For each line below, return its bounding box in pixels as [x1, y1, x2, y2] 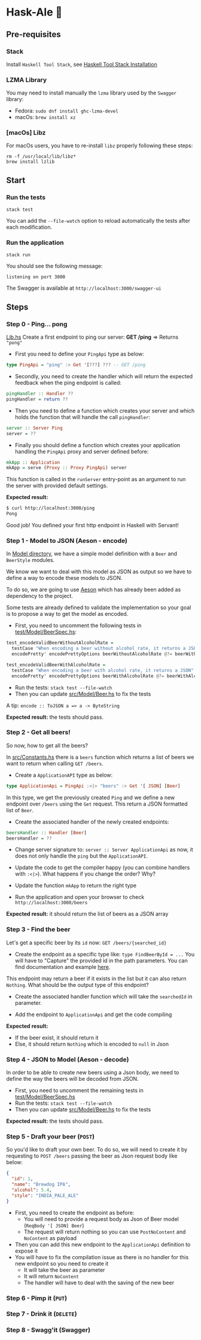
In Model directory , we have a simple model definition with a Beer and [6, 550, 178, 557]
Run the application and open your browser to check [14, 894, 145, 901]
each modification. [6, 224, 53, 231]
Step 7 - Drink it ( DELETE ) [6, 1310, 77, 1318]
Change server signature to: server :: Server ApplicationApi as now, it [14, 846, 193, 853]
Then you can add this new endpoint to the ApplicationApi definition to [14, 1241, 191, 1248]
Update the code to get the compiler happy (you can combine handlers [14, 864, 190, 871]
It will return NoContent [23, 1272, 79, 1280]
